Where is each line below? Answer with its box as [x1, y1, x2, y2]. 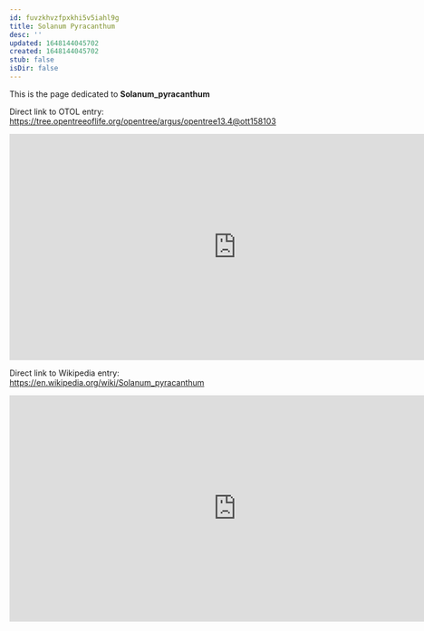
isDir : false [9, 64, 59, 73]
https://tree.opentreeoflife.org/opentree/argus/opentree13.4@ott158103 [9, 115, 276, 127]
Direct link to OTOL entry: [9, 106, 104, 117]
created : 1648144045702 [9, 47, 100, 56]
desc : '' [9, 30, 43, 39]
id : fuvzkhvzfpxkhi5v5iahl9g [9, 13, 120, 23]
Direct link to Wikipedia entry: [9, 368, 120, 378]
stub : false [9, 55, 54, 64]
